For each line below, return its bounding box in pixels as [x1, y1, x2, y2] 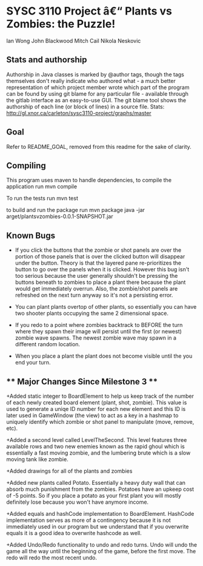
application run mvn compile [6, 183, 78, 190]
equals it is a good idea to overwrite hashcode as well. [6, 530, 142, 536]
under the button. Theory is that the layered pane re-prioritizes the [15, 259, 182, 267]
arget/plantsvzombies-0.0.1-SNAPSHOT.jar [6, 213, 113, 220]
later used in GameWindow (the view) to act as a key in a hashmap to [6, 412, 179, 419]
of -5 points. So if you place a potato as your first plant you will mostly [6, 492, 182, 499]
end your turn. [15, 359, 51, 366]
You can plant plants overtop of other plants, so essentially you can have [15, 303, 197, 311]
